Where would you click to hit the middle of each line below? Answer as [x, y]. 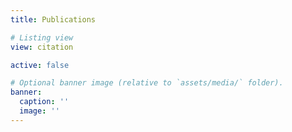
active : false [40, 65]
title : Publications [53, 19]
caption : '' [44, 102]
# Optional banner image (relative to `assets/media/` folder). [147, 83]
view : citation [42, 47]
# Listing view [42, 37]
